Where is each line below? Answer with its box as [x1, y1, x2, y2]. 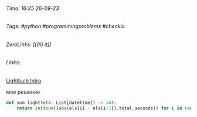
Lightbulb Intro [6, 77, 42, 84]
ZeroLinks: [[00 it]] [6, 41, 52, 48]
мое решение [6, 88, 40, 96]
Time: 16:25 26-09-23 [6, 5, 60, 12]
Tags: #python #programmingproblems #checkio [6, 23, 125, 30]
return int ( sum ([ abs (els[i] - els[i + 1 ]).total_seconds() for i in [16, 105, 182, 111]
